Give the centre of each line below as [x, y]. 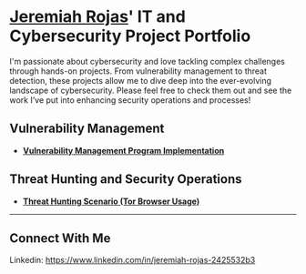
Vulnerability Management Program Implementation [123, 150]
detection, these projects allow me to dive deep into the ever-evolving [140, 80]
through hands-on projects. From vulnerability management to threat [138, 71]
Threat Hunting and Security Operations [126, 179]
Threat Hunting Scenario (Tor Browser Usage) [111, 201]
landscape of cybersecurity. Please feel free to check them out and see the [151, 90]
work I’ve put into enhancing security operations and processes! [130, 100]
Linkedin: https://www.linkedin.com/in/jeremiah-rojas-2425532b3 [133, 260]
